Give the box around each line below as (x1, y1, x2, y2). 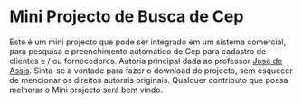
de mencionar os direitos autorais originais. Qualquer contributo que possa (9, 74, 288, 85)
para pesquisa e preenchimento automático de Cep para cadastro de (9, 45, 267, 56)
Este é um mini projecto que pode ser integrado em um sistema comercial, (9, 36, 287, 47)
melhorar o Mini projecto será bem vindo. (9, 84, 164, 95)
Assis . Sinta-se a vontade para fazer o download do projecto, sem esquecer (9, 65, 293, 76)
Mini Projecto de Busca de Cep (9, 6, 244, 27)
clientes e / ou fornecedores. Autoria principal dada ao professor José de (9, 55, 283, 66)
